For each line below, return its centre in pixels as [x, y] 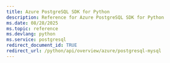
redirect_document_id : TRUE [42, 46]
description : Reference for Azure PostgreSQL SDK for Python [85, 17]
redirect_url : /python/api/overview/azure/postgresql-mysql [84, 51]
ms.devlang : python [31, 34]
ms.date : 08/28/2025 [32, 23]
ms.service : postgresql [36, 40]
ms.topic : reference [32, 28]
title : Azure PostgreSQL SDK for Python [58, 12]
